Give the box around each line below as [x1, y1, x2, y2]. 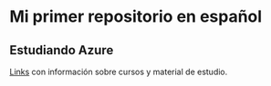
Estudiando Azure [9, 43, 114, 58]
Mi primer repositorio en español [9, 6, 263, 27]
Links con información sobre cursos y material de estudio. [9, 66, 228, 77]
